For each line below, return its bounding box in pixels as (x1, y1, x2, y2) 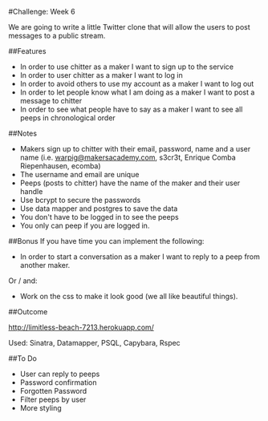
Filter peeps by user (19, 395, 87, 404)
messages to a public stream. (8, 31, 106, 40)
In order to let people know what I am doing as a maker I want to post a (19, 87, 255, 97)
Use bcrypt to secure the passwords (19, 196, 141, 204)
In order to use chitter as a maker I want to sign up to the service (19, 62, 234, 71)
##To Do (8, 354, 38, 363)
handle (19, 187, 43, 196)
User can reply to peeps (19, 369, 100, 378)
